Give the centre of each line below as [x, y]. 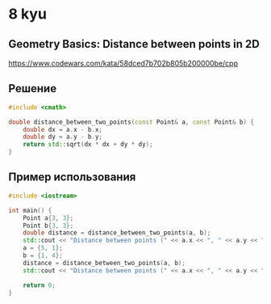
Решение [33, 89]
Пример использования [72, 177]
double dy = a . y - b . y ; [63, 137]
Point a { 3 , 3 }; [48, 218]
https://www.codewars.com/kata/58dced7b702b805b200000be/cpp [123, 63]
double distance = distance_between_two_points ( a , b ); [117, 233]
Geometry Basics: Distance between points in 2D [134, 44]
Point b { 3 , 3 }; [48, 226]
